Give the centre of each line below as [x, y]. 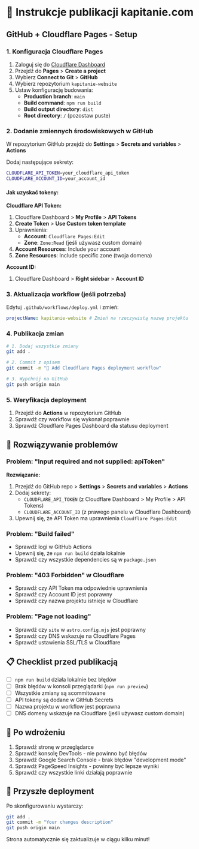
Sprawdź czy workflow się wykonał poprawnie [72, 419]
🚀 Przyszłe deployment [50, 791]
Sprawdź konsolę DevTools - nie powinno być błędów [81, 753]
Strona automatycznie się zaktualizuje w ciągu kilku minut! [78, 839]
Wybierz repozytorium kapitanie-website [66, 83]
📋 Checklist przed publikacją [62, 662]
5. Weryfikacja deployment [46, 400]
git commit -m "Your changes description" [60, 822]
